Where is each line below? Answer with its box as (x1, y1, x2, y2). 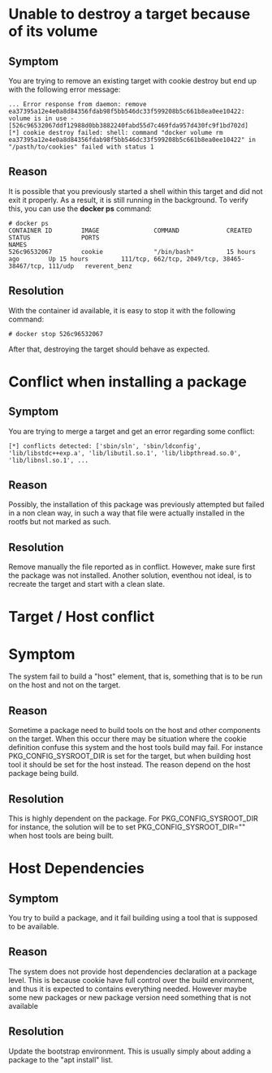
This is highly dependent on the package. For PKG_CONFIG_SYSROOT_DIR (8, 813, 258, 823)
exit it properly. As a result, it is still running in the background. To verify (8, 195, 249, 205)
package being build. (8, 769, 79, 778)
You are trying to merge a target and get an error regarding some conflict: (8, 426, 255, 436)
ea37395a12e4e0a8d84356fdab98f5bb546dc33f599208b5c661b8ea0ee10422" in (8, 136, 256, 144)
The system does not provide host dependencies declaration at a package (8, 967, 257, 976)
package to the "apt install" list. (8, 1054, 114, 1064)
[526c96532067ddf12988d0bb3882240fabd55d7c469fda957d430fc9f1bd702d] (8, 122, 249, 130)
